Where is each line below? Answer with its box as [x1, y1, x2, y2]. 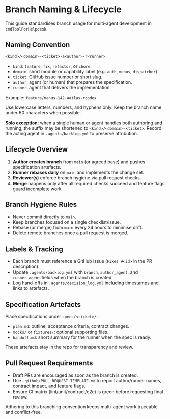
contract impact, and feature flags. [12, 383, 86, 389]
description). [12, 263, 40, 270]
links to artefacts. [12, 285, 49, 291]
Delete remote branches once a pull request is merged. [12, 230, 129, 236]
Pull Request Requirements [5, 358, 93, 367]
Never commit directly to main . [12, 214, 76, 220]
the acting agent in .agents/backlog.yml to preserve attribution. [5, 130, 138, 136]
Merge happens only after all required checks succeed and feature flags [12, 180, 165, 186]
